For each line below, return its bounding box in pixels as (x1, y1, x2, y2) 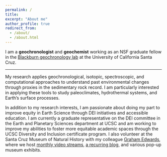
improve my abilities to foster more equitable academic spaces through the (5, 126, 159, 132)
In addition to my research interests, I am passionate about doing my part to (5, 104, 160, 110)
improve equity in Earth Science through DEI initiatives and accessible (5, 110, 148, 116)
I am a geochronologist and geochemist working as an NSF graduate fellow (5, 48, 162, 55)
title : (5, 12, 19, 17)
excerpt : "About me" (5, 16, 48, 21)
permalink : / (5, 7, 32, 12)
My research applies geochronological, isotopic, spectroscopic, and (5, 73, 144, 80)
